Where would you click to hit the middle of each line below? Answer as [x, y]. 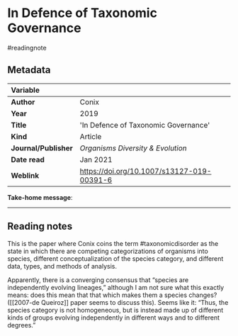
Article [91, 136]
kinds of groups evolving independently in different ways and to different [114, 318]
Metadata [29, 70]
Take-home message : [40, 197]
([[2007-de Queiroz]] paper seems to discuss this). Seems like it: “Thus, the [118, 302]
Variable [25, 90]
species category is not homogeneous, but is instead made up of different [115, 310]
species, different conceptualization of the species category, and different [115, 258]
